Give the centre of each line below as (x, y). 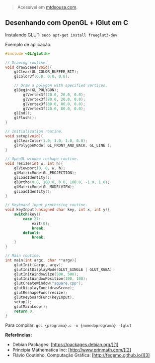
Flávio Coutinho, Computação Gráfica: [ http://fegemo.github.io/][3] (81, 355)
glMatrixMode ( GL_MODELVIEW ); (44, 187)
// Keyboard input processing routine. (46, 205)
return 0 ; (24, 311)
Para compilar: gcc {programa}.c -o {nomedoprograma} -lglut (68, 325)
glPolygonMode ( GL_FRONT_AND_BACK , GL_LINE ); (63, 145)
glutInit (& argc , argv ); (39, 265)
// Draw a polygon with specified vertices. (61, 86)
